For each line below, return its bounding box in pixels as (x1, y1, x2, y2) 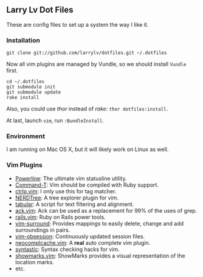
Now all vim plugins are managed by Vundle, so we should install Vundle (6, 61, 187, 68)
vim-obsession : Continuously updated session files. (15, 233, 145, 240)
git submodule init (6, 84, 56, 90)
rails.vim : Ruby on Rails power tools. (15, 213, 106, 221)
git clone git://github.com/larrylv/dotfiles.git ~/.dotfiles (6, 50, 167, 56)
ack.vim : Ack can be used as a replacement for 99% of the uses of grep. (15, 207, 198, 214)
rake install (6, 95, 40, 101)
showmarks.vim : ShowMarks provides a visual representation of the (15, 252, 185, 259)
